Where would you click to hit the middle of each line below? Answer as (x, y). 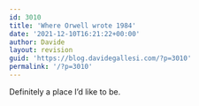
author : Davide (37, 42)
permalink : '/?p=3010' (51, 67)
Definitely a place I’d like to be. (65, 91)
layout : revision (41, 50)
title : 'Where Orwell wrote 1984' (73, 26)
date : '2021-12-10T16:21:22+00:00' (75, 34)
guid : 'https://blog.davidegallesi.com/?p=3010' (100, 58)
